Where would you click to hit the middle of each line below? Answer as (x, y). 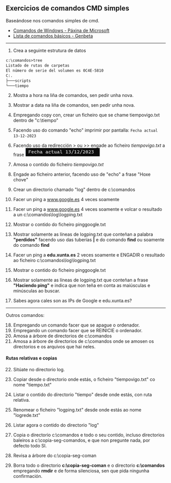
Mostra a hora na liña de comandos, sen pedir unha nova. (73, 95)
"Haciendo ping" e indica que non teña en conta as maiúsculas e (81, 285)
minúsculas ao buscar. (37, 291)
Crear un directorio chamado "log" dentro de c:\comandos (74, 189)
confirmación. (28, 476)
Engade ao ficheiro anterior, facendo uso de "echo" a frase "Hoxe (82, 174)
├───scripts (18, 81)
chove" (21, 179)
